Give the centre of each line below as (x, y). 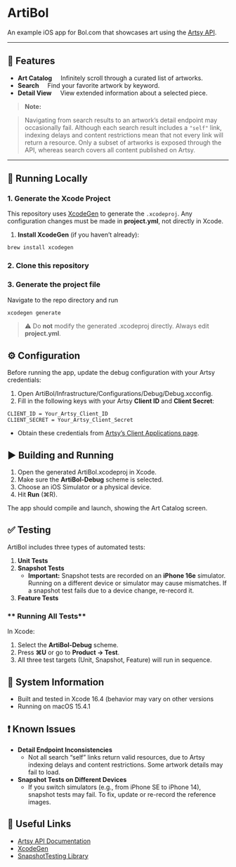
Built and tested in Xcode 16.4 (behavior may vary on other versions (116, 699)
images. (39, 802)
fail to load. (44, 772)
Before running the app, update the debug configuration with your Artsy (111, 373)
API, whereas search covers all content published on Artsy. (110, 150)
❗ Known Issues (41, 729)
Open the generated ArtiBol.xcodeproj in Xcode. (87, 472)
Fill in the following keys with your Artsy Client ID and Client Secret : (116, 401)
